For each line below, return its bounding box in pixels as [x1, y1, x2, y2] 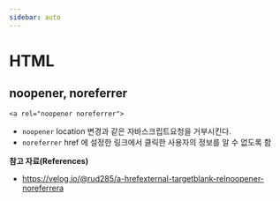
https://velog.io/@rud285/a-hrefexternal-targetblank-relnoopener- [21, 173, 265, 183]
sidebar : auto [9, 12, 62, 22]
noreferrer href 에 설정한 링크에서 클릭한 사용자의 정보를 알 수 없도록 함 [21, 137, 272, 147]
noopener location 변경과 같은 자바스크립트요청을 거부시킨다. [21, 125, 231, 137]
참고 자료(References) [9, 155, 89, 166]
